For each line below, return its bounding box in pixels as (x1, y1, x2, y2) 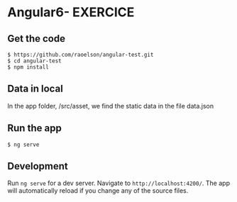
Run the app (7, 122, 62, 135)
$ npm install (7, 64, 50, 71)
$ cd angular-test (7, 57, 62, 64)
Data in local (7, 83, 64, 95)
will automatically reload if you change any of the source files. (7, 186, 189, 195)
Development (7, 160, 69, 172)
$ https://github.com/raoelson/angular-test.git (7, 51, 154, 58)
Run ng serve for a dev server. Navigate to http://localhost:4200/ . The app (7, 179, 231, 188)
